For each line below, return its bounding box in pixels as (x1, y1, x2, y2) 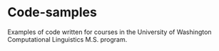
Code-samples (7, 4, 98, 21)
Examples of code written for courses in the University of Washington (7, 28, 212, 36)
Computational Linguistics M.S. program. (7, 35, 128, 43)
